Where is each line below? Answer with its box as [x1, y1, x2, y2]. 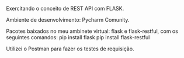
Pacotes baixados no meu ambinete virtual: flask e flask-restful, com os [6, 28, 178, 35]
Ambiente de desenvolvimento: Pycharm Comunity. [6, 16, 130, 23]
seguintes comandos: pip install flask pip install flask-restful [6, 34, 150, 40]
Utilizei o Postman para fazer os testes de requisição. [6, 45, 134, 52]
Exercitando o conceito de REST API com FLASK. [6, 5, 124, 12]
